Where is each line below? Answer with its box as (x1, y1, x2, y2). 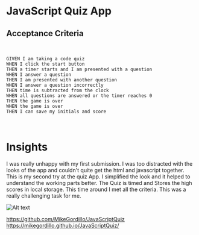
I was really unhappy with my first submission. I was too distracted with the (6, 160, 193, 167)
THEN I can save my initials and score (6, 108, 107, 114)
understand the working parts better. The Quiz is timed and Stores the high (6, 179, 192, 186)
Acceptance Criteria (6, 28, 84, 39)
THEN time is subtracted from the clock (6, 87, 110, 93)
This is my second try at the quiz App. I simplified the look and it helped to (6, 173, 191, 180)
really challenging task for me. (6, 192, 81, 199)
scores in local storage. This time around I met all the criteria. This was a (6, 186, 186, 193)
